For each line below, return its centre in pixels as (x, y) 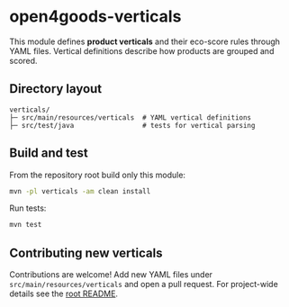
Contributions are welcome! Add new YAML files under (111, 275)
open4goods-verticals (95, 17)
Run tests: (28, 208)
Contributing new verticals (86, 253)
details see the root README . (64, 293)
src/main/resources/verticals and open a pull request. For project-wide (144, 284)
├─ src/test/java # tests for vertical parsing (132, 125)
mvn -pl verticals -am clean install (80, 191)
